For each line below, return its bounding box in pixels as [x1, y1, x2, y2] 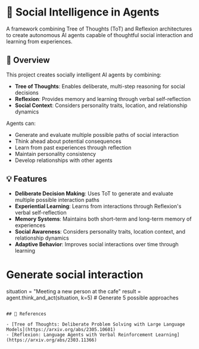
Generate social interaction [6, 268, 144, 281]
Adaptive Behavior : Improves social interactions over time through [14, 240, 179, 247]
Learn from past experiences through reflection [14, 143, 132, 151]
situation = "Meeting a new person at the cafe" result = [6, 287, 141, 295]
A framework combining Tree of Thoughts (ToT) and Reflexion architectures [6, 25, 192, 32]
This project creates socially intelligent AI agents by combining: [6, 71, 162, 78]
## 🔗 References [6, 311, 46, 317]
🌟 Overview [6, 55, 50, 65]
